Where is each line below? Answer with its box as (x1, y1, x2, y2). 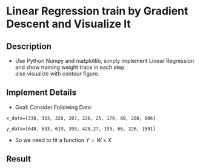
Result (6, 154, 32, 164)
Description (6, 41, 52, 51)
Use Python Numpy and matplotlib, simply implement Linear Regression (15, 57, 195, 64)
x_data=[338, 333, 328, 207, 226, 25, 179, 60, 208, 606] (6, 115, 156, 121)
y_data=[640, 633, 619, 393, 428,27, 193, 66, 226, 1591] (6, 126, 156, 132)
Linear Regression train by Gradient (6, 4, 188, 18)
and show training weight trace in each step (15, 63, 125, 71)
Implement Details (6, 88, 77, 98)
